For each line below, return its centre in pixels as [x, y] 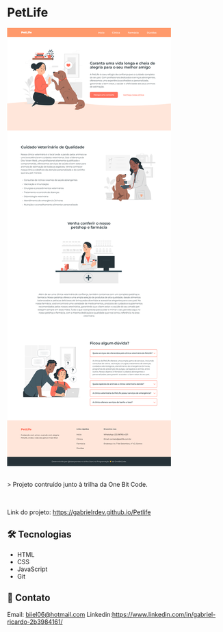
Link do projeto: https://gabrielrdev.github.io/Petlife [79, 512]
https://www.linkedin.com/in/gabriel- [164, 614]
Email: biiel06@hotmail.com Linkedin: [60, 614]
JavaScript [32, 569]
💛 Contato [29, 598]
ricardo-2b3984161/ [35, 622]
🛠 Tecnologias [39, 534]
